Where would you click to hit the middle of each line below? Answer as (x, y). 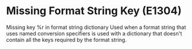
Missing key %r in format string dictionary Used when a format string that (96, 27)
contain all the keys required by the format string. (66, 40)
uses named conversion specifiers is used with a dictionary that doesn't (94, 33)
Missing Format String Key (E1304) (94, 11)
